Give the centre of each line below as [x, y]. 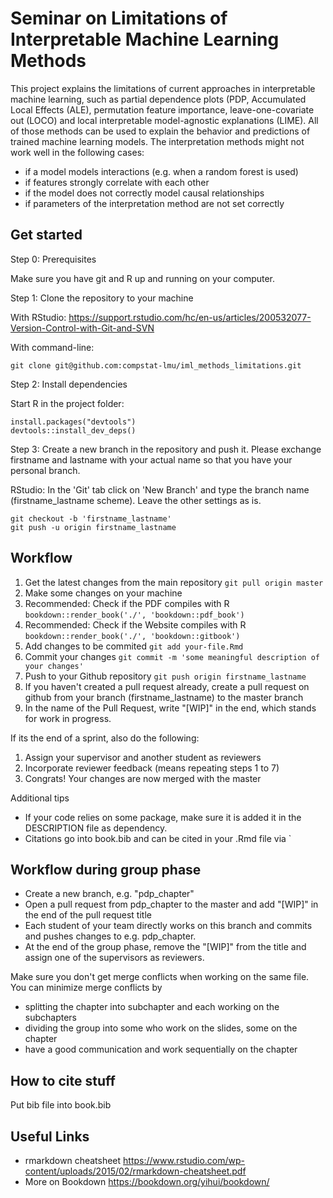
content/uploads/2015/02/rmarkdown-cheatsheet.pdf [135, 1171]
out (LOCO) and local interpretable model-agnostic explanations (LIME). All [164, 120]
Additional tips [40, 798]
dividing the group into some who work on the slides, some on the [161, 1028]
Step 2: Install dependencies [69, 384]
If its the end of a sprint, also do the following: [105, 738]
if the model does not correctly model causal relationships [144, 193]
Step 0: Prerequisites [53, 259]
